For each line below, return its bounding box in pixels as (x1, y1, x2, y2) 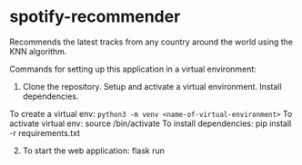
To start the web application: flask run (22, 145, 166, 156)
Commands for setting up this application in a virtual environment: (9, 63, 257, 74)
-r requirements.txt (9, 127, 80, 138)
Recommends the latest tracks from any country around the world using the (9, 36, 294, 47)
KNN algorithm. (9, 45, 67, 56)
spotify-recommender (9, 6, 181, 27)
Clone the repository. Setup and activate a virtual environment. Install (22, 81, 282, 92)
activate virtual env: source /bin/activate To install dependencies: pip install (9, 118, 292, 129)
